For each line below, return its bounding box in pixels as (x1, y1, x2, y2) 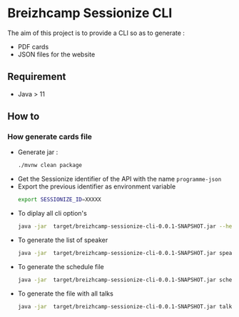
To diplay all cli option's (17, 209, 87, 218)
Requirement (7, 71, 66, 83)
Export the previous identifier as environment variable (17, 182, 176, 191)
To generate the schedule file (17, 262, 105, 271)
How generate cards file (7, 132, 93, 142)
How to (7, 111, 40, 123)
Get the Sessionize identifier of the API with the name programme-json (17, 175, 222, 183)
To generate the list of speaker (17, 236, 108, 244)
